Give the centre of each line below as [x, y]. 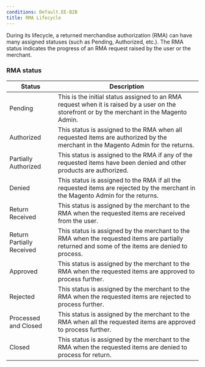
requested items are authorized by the [112, 137]
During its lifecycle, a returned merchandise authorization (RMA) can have [99, 35]
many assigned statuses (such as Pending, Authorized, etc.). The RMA [95, 42]
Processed [25, 318]
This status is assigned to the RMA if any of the [125, 155]
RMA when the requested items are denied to [122, 347]
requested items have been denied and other [122, 162]
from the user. [78, 221]
